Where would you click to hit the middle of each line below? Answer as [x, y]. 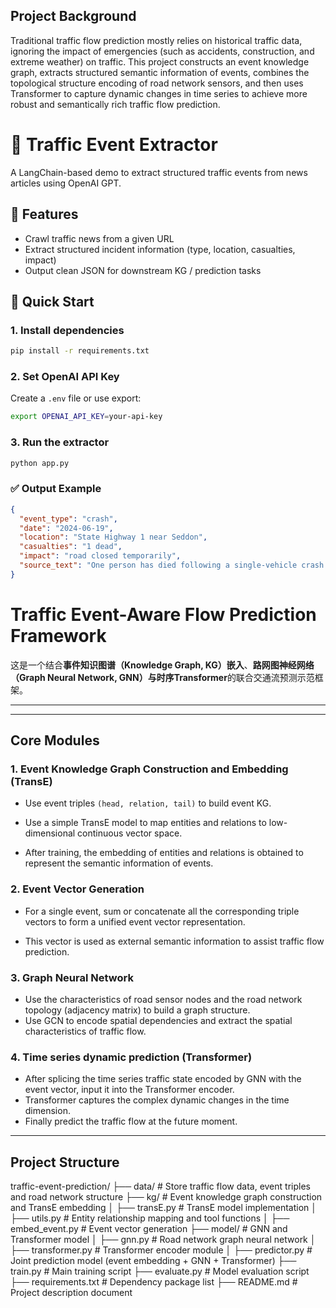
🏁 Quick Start [52, 301]
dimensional [50, 833]
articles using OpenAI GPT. [66, 183]
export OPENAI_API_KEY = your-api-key [86, 417]
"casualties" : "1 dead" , [71, 547]
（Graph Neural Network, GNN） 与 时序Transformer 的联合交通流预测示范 [162, 677]
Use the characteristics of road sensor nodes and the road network [163, 999]
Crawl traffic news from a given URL [99, 238]
